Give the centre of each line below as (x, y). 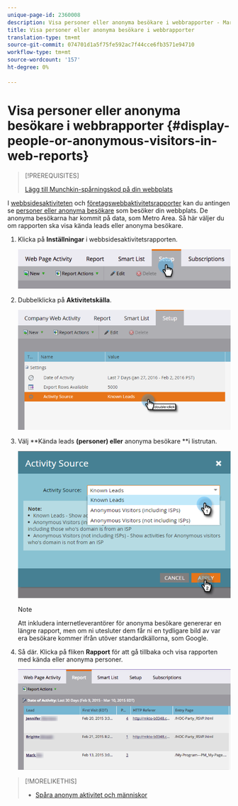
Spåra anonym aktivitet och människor (91, 795)
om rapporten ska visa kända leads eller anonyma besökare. (95, 225)
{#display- (198, 126)
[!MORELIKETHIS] (51, 781)
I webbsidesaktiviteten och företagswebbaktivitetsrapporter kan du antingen (119, 203)
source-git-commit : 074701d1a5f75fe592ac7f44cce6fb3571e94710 (101, 45)
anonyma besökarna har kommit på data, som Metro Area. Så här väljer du (116, 218)
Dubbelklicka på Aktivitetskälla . (64, 300)
